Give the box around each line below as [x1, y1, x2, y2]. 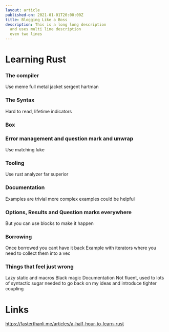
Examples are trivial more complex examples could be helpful [5, 196, 135, 202]
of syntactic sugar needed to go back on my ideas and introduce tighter [5, 280, 157, 286]
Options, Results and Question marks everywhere [5, 208, 132, 216]
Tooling [5, 159, 25, 166]
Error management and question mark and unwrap [5, 135, 134, 142]
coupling [5, 286, 24, 292]
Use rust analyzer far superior [5, 171, 69, 178]
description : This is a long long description [5, 22, 107, 27]
